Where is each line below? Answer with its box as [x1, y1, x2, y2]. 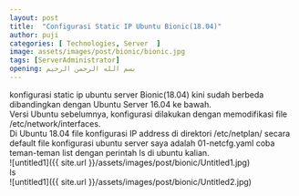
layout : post [9, 13, 59, 23]
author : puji [9, 30, 59, 39]
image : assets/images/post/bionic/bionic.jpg [9, 47, 185, 57]
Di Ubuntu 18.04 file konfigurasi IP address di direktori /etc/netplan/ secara [9, 128, 291, 139]
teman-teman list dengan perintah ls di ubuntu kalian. [9, 147, 210, 158]
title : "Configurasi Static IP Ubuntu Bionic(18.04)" [9, 22, 222, 31]
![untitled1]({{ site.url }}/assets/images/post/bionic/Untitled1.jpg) [9, 157, 251, 168]
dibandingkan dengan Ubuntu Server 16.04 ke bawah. [9, 98, 212, 109]
